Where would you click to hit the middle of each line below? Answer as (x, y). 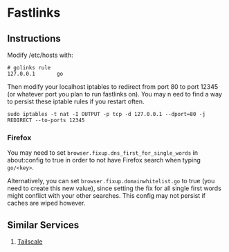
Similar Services (43, 225)
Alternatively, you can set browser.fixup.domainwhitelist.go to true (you (111, 181)
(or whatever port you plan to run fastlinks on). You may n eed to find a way (115, 94)
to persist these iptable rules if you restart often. (76, 101)
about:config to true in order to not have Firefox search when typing (104, 160)
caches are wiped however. (46, 203)
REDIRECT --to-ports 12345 (46, 120)
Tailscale (30, 242)
